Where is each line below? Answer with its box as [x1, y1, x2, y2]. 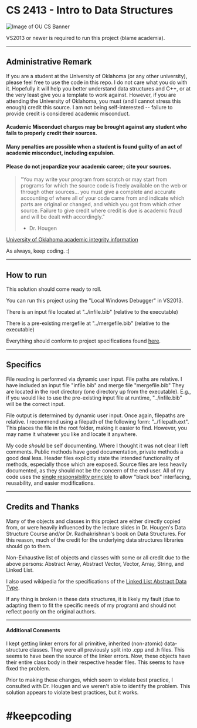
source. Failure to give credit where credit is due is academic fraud [20, 207, 182, 214]
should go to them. [6, 542, 52, 549]
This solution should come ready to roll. [6, 286, 101, 293]
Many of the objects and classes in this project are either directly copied [6, 518, 181, 525]
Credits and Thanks [6, 502, 80, 512]
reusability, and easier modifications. [6, 479, 95, 487]
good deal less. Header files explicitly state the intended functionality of [6, 454, 180, 461]
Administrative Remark [6, 57, 92, 67]
